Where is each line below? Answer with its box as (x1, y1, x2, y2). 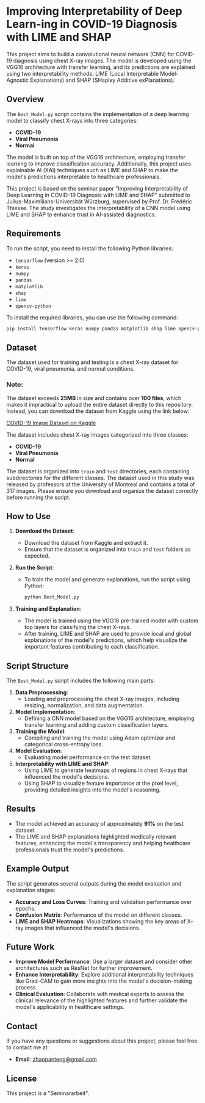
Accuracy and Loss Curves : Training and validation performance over (15, 898, 192, 905)
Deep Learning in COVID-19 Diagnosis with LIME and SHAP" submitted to (6, 191, 190, 198)
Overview (6, 94, 45, 104)
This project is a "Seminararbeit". (6, 1090, 90, 1097)
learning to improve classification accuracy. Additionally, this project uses (6, 160, 191, 167)
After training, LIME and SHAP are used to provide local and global (24, 630, 192, 638)
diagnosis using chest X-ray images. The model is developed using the (13, 57, 192, 64)
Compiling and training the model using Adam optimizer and (24, 734, 176, 741)
